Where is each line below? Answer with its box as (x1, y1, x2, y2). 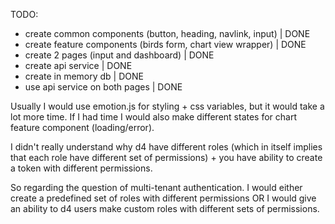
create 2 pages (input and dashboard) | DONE (24, 49, 215, 61)
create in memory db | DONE (24, 70, 144, 82)
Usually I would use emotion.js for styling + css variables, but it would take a (10, 100, 325, 112)
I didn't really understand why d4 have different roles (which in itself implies (10, 141, 323, 153)
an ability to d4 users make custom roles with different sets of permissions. (10, 203, 320, 214)
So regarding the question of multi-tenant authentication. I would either (10, 182, 303, 193)
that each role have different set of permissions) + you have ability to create (10, 152, 323, 163)
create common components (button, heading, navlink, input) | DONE (24, 28, 311, 39)
